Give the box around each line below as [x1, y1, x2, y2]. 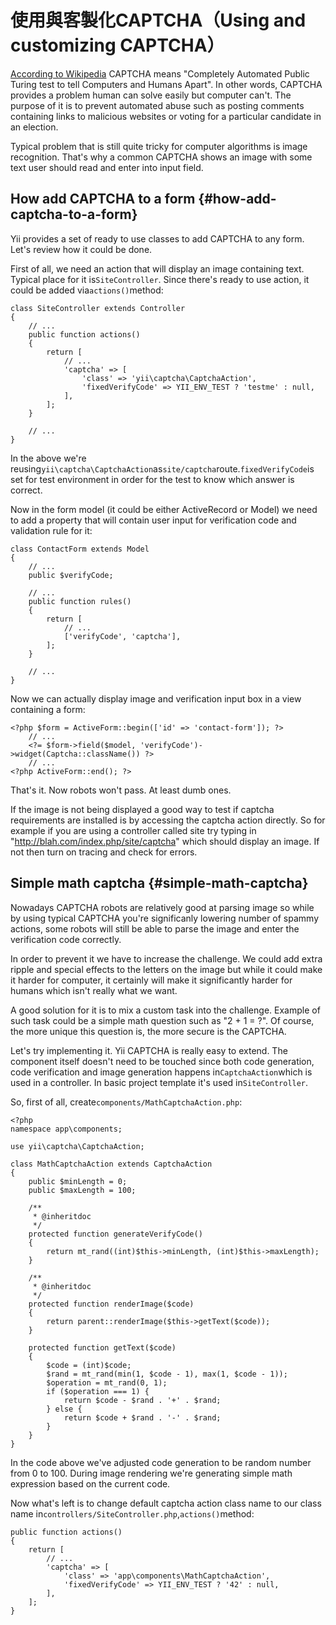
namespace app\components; [10, 1124, 123, 1134]
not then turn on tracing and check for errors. [10, 846, 198, 858]
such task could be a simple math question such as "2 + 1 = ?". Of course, [10, 1014, 315, 1026]
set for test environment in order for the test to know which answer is [10, 473, 295, 485]
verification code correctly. [10, 933, 122, 945]
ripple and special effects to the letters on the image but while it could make [10, 963, 323, 975]
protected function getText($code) [28, 1342, 177, 1353]
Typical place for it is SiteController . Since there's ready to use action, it [10, 273, 310, 285]
